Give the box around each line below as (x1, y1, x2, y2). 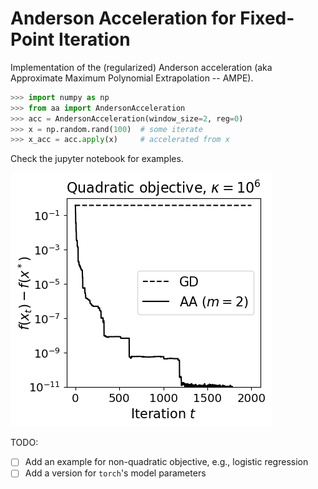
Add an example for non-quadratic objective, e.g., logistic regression (24, 456, 309, 468)
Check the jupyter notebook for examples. (10, 153, 184, 165)
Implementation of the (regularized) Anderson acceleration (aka (10, 61, 273, 73)
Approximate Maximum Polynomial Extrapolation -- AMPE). (10, 72, 254, 84)
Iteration (58, 28, 131, 51)
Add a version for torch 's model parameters (24, 467, 207, 479)
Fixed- (239, 7, 295, 30)
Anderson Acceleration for (10, 7, 237, 30)
